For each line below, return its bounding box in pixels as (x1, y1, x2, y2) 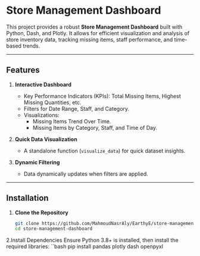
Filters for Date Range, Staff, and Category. (23, 105, 130, 112)
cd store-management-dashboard (14, 226, 93, 232)
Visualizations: (23, 111, 60, 118)
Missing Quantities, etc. (23, 99, 82, 106)
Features (6, 65, 40, 75)
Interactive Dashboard (14, 81, 72, 88)
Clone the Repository (14, 209, 68, 216)
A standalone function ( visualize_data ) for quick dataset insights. (23, 147, 186, 154)
